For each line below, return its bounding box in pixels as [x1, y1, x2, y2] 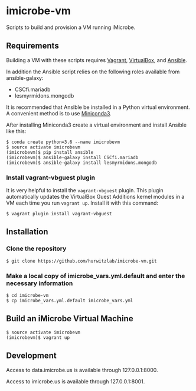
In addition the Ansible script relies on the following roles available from [6, 68, 180, 75]
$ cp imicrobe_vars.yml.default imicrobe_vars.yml [6, 298, 133, 304]
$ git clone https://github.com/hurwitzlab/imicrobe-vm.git [6, 258, 158, 264]
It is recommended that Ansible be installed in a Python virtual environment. [6, 104, 190, 111]
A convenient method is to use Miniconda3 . [6, 109, 112, 117]
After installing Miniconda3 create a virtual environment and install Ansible [6, 121, 187, 128]
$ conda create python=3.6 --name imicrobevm [6, 139, 120, 145]
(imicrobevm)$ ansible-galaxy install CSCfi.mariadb [6, 154, 139, 160]
